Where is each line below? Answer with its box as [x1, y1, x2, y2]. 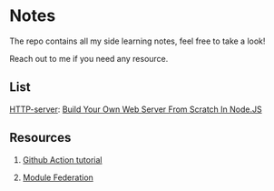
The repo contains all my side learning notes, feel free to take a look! [9, 35, 266, 46]
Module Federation [22, 172, 93, 183]
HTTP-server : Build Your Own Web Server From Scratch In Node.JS [9, 104, 262, 115]
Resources [9, 130, 72, 146]
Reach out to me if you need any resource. [9, 53, 169, 64]
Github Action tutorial [22, 154, 103, 165]
